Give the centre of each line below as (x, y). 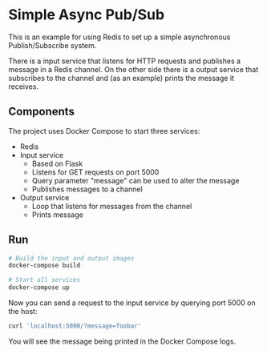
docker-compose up (39, 288)
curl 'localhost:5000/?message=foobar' (75, 326)
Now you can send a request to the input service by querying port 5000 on (132, 303)
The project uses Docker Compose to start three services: (104, 131)
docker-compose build (44, 266)
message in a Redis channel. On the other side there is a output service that (133, 69)
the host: (23, 312)
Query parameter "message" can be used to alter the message (136, 180)
